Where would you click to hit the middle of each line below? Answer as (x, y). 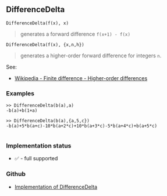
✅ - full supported (36, 159)
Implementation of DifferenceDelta (56, 187)
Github (16, 174)
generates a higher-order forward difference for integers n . (91, 56)
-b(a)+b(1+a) (22, 111)
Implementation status (39, 146)
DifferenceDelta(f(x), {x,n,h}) (45, 44)
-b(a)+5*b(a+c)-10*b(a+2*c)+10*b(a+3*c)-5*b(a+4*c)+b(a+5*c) (82, 126)
